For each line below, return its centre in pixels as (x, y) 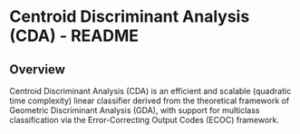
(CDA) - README (74, 36)
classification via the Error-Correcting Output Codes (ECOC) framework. (144, 120)
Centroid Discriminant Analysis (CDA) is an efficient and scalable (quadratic (150, 91)
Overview (38, 69)
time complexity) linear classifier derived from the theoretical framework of (150, 100)
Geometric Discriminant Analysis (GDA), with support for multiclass (135, 110)
